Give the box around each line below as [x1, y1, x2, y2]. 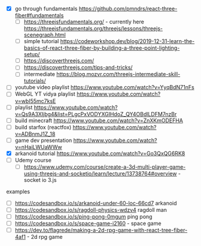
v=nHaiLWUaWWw [14, 143, 62, 150]
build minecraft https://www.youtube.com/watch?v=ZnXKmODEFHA [14, 117, 184, 124]
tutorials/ [23, 77, 46, 84]
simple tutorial [23, 38, 59, 45]
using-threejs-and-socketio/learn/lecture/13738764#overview [23, 170, 177, 177]
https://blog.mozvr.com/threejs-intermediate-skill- [56, 71, 181, 78]
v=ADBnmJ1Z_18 [14, 130, 56, 137]
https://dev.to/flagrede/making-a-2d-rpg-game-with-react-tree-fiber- [14, 227, 188, 234]
